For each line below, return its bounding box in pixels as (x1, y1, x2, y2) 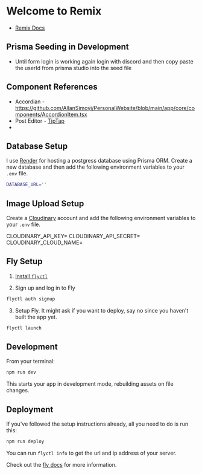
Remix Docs (14, 24, 45, 31)
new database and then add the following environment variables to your (6, 163, 185, 170)
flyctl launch (6, 325, 42, 331)
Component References (6, 82, 98, 92)
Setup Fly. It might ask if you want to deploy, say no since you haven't (14, 307, 189, 314)
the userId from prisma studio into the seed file (14, 64, 132, 71)
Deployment (6, 404, 54, 415)
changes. (6, 387, 30, 394)
